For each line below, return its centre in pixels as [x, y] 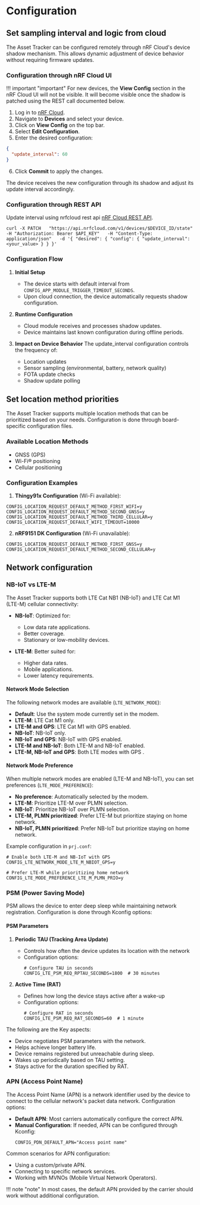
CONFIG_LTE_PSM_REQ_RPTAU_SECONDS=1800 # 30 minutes [92, 973]
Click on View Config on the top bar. [60, 125]
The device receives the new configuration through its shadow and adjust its [100, 182]
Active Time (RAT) [38, 984]
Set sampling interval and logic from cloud [86, 33]
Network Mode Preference [40, 765]
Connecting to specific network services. [65, 1171]
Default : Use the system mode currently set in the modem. [87, 714]
